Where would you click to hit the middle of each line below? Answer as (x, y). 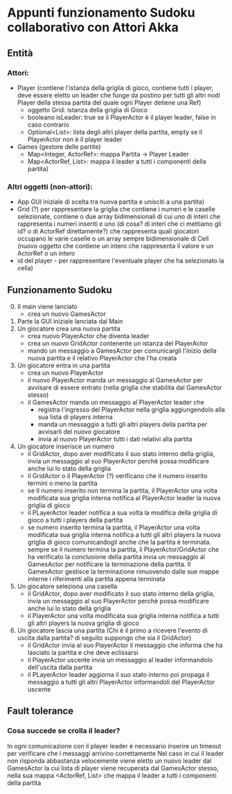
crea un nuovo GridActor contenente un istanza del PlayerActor (118, 343)
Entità (20, 53)
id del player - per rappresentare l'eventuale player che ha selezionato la (121, 261)
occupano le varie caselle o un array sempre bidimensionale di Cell (113, 239)
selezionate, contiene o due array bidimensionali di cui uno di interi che (118, 217)
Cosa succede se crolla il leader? (64, 731)
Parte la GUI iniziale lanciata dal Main (70, 321)
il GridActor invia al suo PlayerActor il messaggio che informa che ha (125, 645)
